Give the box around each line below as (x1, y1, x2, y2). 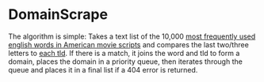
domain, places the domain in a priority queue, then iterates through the (8, 57, 243, 66)
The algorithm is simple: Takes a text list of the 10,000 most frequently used (8, 32, 256, 41)
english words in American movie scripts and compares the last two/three (8, 39, 250, 49)
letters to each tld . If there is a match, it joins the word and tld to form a (8, 48, 240, 58)
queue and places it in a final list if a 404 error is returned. (8, 65, 198, 74)
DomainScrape (8, 6, 109, 24)
